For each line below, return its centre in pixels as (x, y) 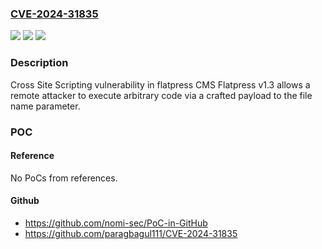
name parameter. (45, 106)
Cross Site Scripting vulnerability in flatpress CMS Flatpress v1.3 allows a (160, 84)
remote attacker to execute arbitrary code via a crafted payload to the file (161, 95)
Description (39, 63)
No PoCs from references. (64, 178)
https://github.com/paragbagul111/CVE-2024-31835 (131, 233)
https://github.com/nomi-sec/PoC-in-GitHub (116, 223)
